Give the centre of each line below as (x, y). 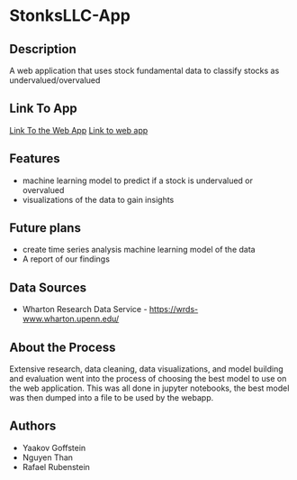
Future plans (45, 228)
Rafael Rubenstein (56, 466)
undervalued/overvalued (55, 80)
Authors (33, 426)
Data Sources (48, 287)
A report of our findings (66, 259)
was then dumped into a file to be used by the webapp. (112, 398)
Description (43, 49)
